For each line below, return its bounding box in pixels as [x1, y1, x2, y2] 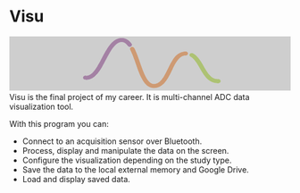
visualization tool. [9, 101, 74, 112]
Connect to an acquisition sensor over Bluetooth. [21, 136, 203, 147]
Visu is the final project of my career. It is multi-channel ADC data [9, 91, 250, 102]
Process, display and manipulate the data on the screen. [21, 145, 229, 155]
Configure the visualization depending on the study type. [21, 155, 232, 165]
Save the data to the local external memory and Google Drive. [21, 164, 250, 175]
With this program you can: [9, 118, 109, 129]
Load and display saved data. [21, 173, 131, 184]
